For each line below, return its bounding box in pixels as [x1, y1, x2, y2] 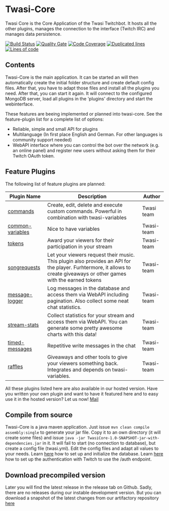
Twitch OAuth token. [12, 152, 55, 159]
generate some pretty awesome [47, 324, 123, 331]
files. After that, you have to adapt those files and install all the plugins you [5, 85, 159, 91]
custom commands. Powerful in [47, 208, 122, 215]
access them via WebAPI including [47, 291, 129, 298]
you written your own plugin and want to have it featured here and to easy [5, 390, 158, 397]
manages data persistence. [5, 31, 62, 37]
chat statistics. [47, 303, 82, 311]
